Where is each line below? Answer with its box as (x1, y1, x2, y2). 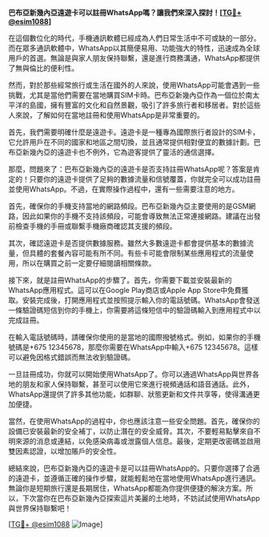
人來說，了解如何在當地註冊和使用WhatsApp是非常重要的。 (8, 110, 204, 119)
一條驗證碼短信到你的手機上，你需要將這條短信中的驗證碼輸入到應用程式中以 (8, 306, 261, 315)
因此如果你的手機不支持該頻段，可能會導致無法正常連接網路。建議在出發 (22, 211, 261, 221)
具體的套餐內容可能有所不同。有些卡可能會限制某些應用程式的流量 (29, 248, 247, 258)
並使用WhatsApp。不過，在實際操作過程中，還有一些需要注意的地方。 (8, 184, 239, 194)
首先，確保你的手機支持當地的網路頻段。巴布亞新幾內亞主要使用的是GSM (8, 202, 250, 210)
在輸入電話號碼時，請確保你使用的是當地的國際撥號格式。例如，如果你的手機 (8, 332, 261, 342)
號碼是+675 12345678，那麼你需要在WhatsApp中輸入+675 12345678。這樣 (8, 343, 259, 351)
